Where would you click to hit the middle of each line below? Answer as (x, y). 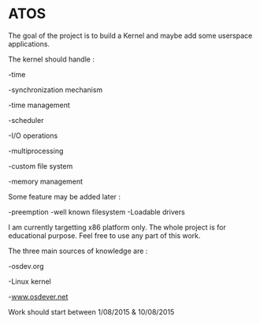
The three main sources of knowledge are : (78, 251)
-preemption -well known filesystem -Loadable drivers (97, 212)
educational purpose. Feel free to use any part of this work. (104, 235)
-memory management (46, 181)
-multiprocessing (36, 151)
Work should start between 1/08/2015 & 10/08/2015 (91, 311)
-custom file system (41, 166)
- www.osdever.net (38, 296)
